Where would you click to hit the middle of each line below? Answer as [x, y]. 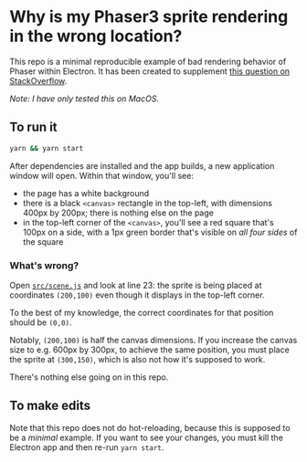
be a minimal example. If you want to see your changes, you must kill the [146, 437]
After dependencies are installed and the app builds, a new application [142, 165]
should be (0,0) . [41, 322]
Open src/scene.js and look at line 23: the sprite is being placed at [136, 285]
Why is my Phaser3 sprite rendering [149, 17]
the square [43, 241]
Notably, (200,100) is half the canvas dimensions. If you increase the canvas [153, 340]
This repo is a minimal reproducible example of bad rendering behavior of [148, 61]
